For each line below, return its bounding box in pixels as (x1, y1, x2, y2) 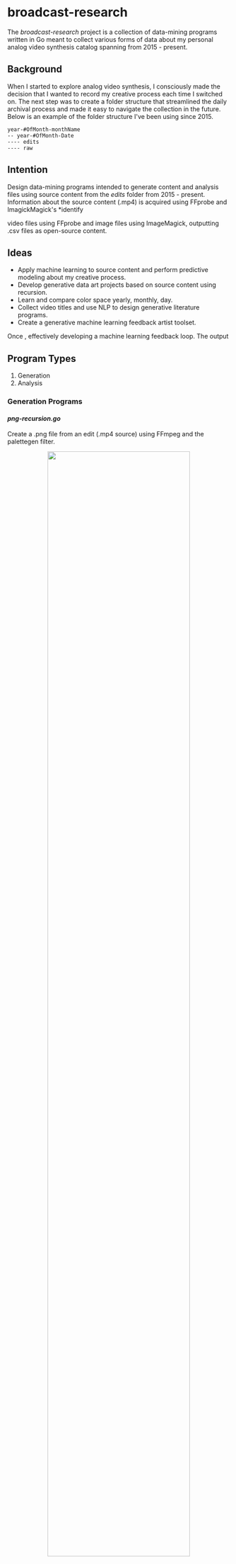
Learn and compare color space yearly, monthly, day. (17, 295, 173, 305)
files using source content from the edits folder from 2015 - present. (7, 190, 206, 198)
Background (7, 63, 62, 75)
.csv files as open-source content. (7, 226, 107, 234)
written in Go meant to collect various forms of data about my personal (7, 35, 213, 43)
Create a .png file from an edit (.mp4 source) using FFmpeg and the (7, 430, 205, 438)
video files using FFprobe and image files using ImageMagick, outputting (7, 219, 219, 227)
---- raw (7, 144, 33, 152)
